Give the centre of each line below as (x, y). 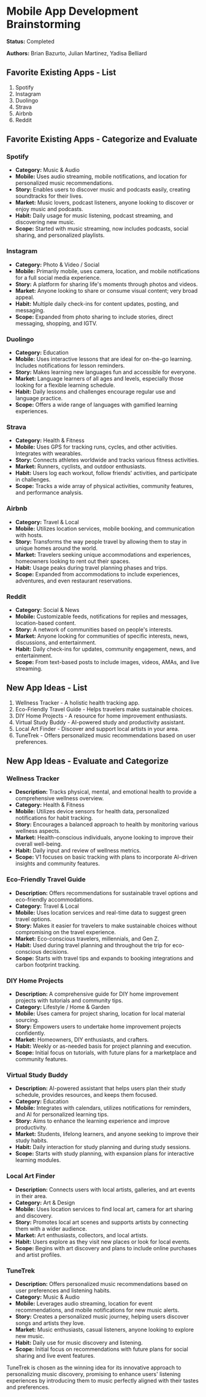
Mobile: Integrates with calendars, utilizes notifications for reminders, (103, 1108)
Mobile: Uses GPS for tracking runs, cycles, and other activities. (96, 447)
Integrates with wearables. (49, 454)
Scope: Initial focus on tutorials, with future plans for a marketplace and (106, 1053)
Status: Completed (30, 41)
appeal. (25, 297)
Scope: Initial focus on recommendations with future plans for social (101, 1349)
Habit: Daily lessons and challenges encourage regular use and (95, 392)
